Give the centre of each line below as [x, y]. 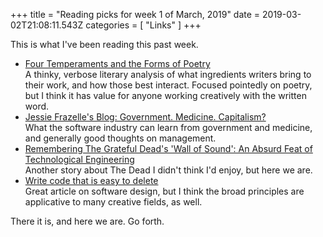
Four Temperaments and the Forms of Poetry [117, 63]
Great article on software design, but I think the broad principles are [164, 191]
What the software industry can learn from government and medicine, [168, 127]
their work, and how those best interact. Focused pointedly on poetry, [168, 85]
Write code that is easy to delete [91, 180]
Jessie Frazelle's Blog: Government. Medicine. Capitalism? [145, 117]
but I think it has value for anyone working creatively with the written [165, 95]
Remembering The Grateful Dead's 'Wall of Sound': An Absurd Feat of [168, 148]
